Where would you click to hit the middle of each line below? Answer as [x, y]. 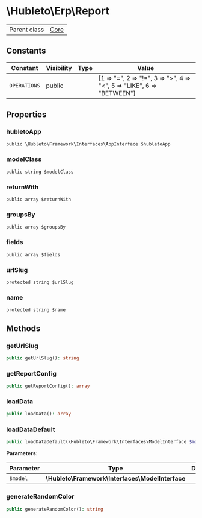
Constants [26, 51]
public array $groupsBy [36, 227]
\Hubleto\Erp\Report [58, 11]
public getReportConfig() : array [48, 386]
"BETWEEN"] [117, 93]
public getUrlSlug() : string [43, 358]
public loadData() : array [38, 414]
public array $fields [33, 254]
